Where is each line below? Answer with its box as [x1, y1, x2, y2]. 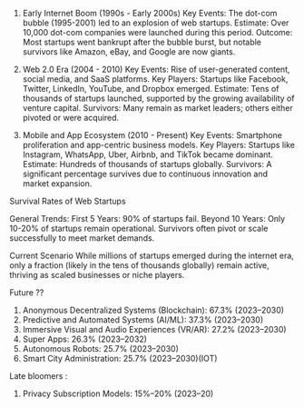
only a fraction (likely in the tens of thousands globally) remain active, [9, 260, 270, 271]
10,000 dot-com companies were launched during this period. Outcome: [22, 27, 293, 37]
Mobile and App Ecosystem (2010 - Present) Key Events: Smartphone [22, 130, 283, 140]
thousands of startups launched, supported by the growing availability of [22, 93, 295, 104]
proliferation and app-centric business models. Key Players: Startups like [22, 140, 295, 150]
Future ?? [9, 287, 44, 298]
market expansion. [22, 178, 93, 189]
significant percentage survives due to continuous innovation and [22, 168, 268, 179]
